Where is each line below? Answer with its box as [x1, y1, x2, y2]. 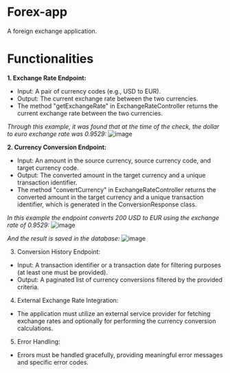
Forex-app [7, 4, 67, 20]
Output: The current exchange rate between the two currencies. [16, 94, 198, 103]
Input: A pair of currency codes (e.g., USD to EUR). [16, 87, 161, 95]
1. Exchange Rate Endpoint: [7, 74, 87, 82]
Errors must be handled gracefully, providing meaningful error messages [16, 350, 223, 359]
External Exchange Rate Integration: [16, 296, 119, 304]
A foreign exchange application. [7, 27, 97, 35]
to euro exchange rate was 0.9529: [7, 129, 107, 138]
